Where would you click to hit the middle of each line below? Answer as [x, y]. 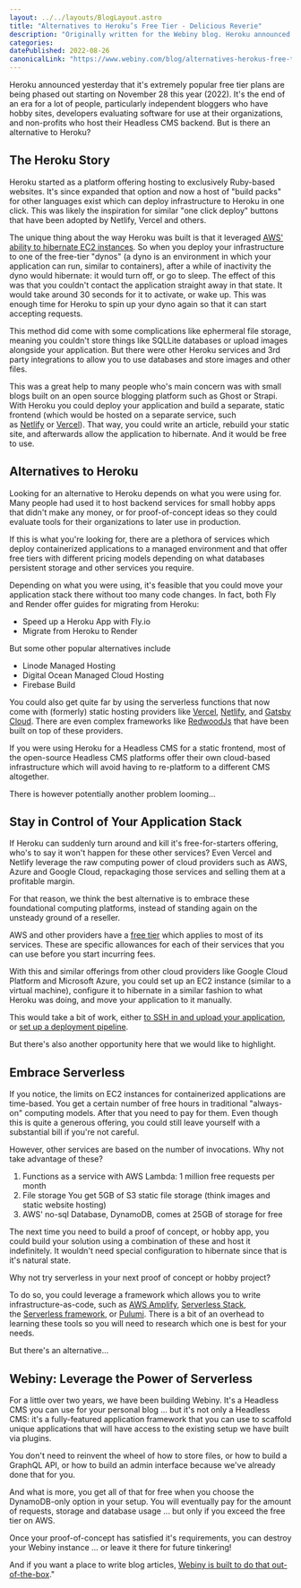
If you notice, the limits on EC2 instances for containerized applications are [148, 1094]
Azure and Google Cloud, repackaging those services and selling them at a [147, 872]
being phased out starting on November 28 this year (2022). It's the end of [147, 94]
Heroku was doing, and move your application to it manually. [121, 1000]
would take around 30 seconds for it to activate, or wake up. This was [138, 294]
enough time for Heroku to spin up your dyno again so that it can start [138, 304]
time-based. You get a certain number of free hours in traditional [129, 1103]
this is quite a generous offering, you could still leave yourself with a [135, 1123]
